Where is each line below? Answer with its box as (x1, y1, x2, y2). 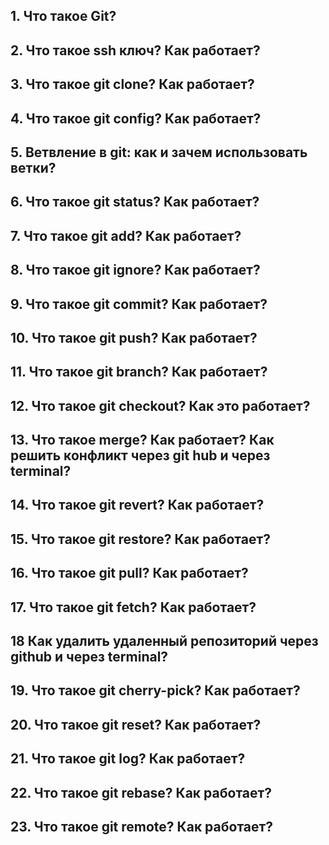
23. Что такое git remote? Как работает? (10, 818, 274, 835)
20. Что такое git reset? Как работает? (10, 716, 262, 733)
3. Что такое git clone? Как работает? (10, 76, 255, 93)
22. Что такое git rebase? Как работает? (10, 784, 272, 801)
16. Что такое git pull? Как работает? (10, 565, 249, 582)
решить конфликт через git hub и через (10, 447, 271, 464)
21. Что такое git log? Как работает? (10, 750, 246, 768)
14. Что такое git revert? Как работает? (10, 497, 265, 514)
